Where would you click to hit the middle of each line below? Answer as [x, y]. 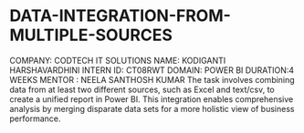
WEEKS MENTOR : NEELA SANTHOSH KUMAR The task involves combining [152, 79]
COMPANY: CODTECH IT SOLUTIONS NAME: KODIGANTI [118, 60]
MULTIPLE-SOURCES [91, 35]
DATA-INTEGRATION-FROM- [120, 16]
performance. [35, 118]
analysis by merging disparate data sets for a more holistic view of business [152, 108]
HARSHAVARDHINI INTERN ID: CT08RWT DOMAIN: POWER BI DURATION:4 [152, 70]
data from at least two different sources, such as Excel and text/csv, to [142, 89]
